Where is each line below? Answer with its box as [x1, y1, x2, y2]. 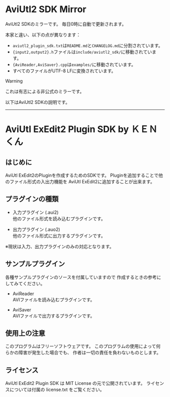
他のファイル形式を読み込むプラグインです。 [12, 215, 106, 221]
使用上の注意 [5, 329, 46, 337]
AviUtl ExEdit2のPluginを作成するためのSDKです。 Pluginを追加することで [5, 172, 159, 178]
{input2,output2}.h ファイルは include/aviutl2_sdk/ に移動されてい [12, 49, 152, 55]
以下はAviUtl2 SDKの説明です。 [5, 99, 70, 105]
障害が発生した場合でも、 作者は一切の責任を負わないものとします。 [18, 349, 161, 355]
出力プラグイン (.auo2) [12, 226, 61, 232]
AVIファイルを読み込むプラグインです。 [12, 296, 95, 302]
